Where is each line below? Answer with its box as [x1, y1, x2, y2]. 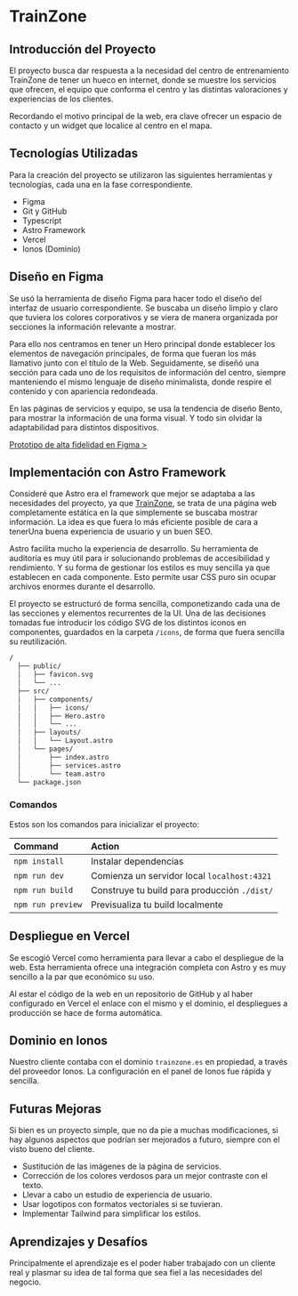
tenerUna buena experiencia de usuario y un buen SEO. [9, 527, 213, 537]
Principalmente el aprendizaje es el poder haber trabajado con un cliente [9, 1257, 276, 1268]
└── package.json [17, 777, 82, 786]
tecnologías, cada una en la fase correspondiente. [9, 179, 193, 189]
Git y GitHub [21, 205, 68, 216]
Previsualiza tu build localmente [90, 898, 224, 911]
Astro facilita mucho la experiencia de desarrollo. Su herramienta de [9, 543, 259, 554]
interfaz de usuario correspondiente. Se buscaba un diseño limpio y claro [9, 302, 278, 313]
